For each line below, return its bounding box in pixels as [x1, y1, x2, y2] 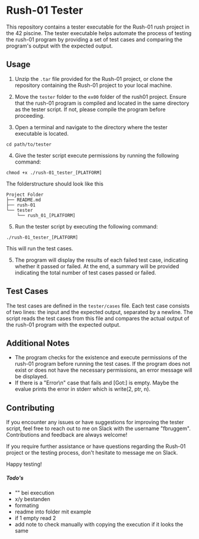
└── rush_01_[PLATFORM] [17, 212, 76, 218]
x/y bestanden [14, 496, 50, 503]
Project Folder [6, 192, 44, 198]
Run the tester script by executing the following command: [14, 223, 159, 230]
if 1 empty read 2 [14, 515, 56, 522]
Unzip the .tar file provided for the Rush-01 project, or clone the [14, 75, 173, 82]
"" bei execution [14, 489, 55, 497]
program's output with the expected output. [6, 42, 113, 49]
